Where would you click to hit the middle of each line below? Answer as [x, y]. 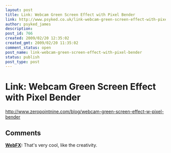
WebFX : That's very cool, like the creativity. [51, 145]
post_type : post [22, 62]
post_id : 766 [19, 33]
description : [19, 29]
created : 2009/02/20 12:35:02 [37, 39]
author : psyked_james [28, 24]
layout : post [19, 10]
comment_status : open [28, 48]
